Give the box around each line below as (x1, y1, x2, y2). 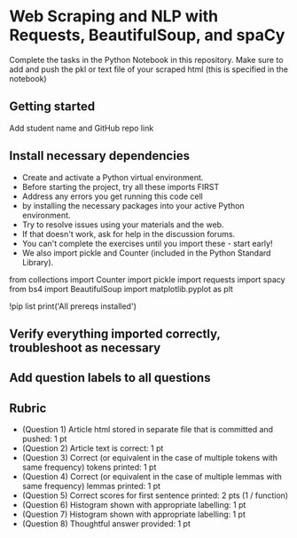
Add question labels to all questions (9, 370, 211, 385)
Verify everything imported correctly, (9, 326, 221, 341)
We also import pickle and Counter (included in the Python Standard (21, 247, 271, 258)
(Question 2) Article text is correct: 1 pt (21, 443, 164, 454)
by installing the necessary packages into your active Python (21, 200, 246, 210)
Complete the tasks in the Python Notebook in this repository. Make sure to (9, 54, 284, 65)
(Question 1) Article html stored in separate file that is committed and (21, 424, 273, 435)
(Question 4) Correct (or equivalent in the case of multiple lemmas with (21, 471, 282, 482)
